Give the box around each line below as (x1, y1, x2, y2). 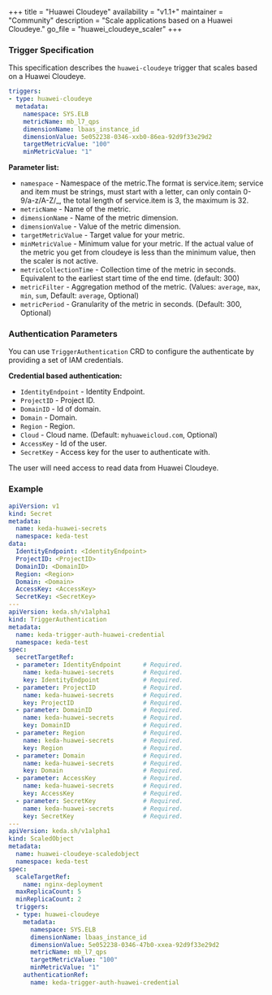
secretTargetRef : (15, 653, 75, 661)
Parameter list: (8, 163, 59, 172)
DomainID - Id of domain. (19, 404, 101, 414)
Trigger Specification (8, 44, 94, 55)
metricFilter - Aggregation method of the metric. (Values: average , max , (19, 282, 261, 292)
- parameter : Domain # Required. (15, 752, 183, 760)
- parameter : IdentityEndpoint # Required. (15, 661, 183, 670)
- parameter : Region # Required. (15, 729, 183, 737)
